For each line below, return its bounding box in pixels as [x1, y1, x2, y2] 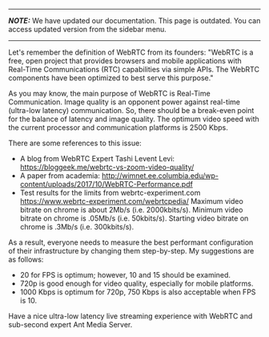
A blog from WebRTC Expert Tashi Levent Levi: [19, 154, 175, 163]
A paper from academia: [19, 171, 100, 181]
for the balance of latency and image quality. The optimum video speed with [8, 114, 260, 124]
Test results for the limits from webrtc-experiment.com [19, 188, 201, 197]
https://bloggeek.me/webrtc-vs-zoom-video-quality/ [19, 162, 195, 172]
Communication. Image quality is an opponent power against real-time [8, 97, 240, 107]
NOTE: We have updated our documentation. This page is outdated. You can [8, 16, 261, 25]
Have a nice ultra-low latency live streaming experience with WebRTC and [8, 311, 253, 321]
